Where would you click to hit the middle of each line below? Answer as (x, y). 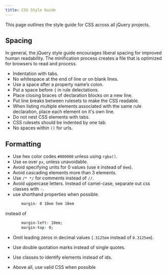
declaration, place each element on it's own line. (64, 112)
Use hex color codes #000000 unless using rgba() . (65, 156)
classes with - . (28, 189)
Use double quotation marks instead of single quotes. (69, 247)
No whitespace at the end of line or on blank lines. (65, 79)
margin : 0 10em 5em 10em (47, 204)
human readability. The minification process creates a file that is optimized (83, 58)
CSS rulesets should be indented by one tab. (60, 123)
